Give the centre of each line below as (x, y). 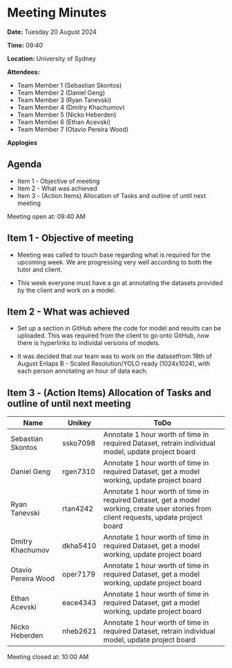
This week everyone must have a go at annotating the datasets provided (120, 283)
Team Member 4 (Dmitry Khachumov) (71, 107)
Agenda (25, 165)
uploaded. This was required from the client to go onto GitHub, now (113, 335)
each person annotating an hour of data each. (83, 371)
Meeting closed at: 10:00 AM (48, 657)
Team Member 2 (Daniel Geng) (61, 92)
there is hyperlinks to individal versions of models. (88, 343)
